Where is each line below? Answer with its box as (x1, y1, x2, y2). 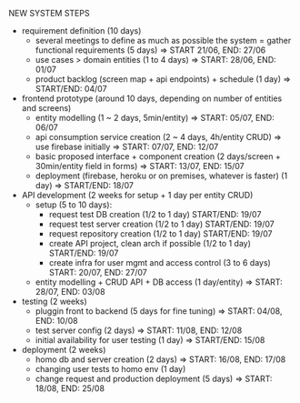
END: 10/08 (35, 316, 78, 326)
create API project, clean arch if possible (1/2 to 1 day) (48, 238, 252, 248)
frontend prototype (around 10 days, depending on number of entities (21, 93, 283, 104)
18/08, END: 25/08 (35, 383, 105, 394)
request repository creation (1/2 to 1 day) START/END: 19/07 (48, 228, 273, 239)
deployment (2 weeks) (21, 345, 106, 355)
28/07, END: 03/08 (35, 287, 105, 297)
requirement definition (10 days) (21, 25, 142, 35)
